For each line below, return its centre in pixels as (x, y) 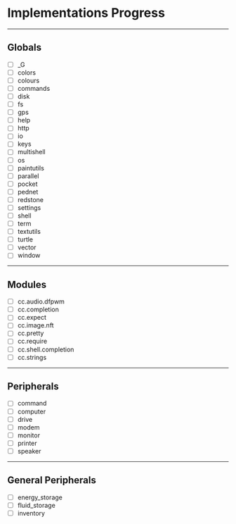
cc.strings (32, 357)
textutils (29, 232)
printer (27, 443)
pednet (28, 192)
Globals (25, 48)
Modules (27, 284)
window (29, 256)
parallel (28, 176)
